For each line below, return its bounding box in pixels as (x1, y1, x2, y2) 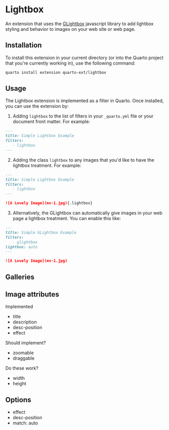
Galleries (5, 272, 35, 281)
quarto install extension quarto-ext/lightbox (5, 70, 107, 75)
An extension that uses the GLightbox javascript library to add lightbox (5, 21, 154, 27)
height (12, 381, 27, 387)
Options (5, 395, 32, 404)
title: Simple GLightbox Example (5, 230, 77, 235)
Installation (5, 41, 42, 50)
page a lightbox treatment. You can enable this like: (12, 216, 121, 222)
